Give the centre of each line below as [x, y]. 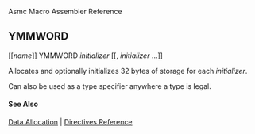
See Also [23, 104]
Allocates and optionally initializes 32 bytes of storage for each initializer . [128, 71]
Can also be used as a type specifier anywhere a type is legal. [110, 86]
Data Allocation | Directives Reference [70, 122]
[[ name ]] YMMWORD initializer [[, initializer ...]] [85, 56]
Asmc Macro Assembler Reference [65, 11]
